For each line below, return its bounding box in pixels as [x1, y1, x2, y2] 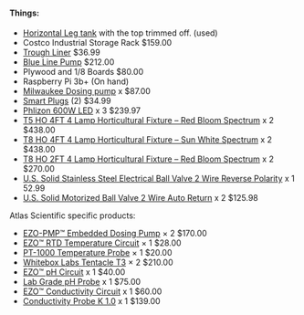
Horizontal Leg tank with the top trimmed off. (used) [22, 27, 218, 38]
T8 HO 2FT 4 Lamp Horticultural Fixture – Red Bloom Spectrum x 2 [22, 153, 274, 164]
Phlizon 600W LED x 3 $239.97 [22, 105, 142, 116]
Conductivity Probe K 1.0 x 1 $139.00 [22, 296, 162, 307]
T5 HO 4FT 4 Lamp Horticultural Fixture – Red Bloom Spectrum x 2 [22, 115, 275, 126]
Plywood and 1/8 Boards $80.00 [22, 67, 144, 78]
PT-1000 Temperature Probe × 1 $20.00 [22, 247, 173, 258]
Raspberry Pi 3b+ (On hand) [22, 76, 130, 87]
